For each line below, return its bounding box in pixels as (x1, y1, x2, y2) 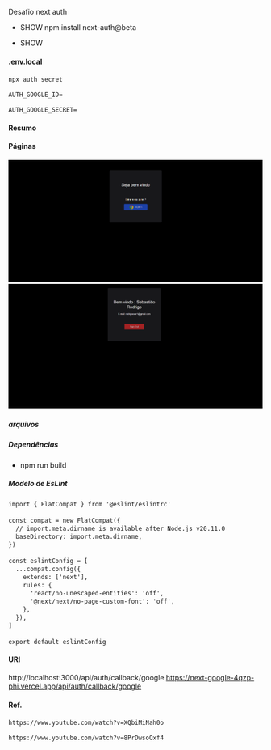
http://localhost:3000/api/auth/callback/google (8, 673, 165, 682)
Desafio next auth (8, 7, 67, 16)
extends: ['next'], (23, 573, 89, 581)
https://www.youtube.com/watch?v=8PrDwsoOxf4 (8, 734, 164, 743)
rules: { (23, 581, 52, 589)
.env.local (8, 57, 43, 66)
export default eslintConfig (8, 638, 106, 646)
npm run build (19, 460, 67, 470)
